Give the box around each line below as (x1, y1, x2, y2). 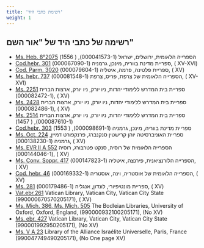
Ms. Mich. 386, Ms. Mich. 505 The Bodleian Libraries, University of (15, 202, 184, 210)
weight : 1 (6, 15, 32, 21)
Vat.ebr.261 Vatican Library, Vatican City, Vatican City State (15, 190, 164, 197)
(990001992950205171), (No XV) (15, 222, 99, 229)
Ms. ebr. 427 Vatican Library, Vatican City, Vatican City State (15, 215, 168, 222)
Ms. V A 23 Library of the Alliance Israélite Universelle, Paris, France (15, 228, 188, 235)
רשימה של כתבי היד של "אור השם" (6, 37, 134, 48)
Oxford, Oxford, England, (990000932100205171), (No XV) (15, 208, 163, 216)
